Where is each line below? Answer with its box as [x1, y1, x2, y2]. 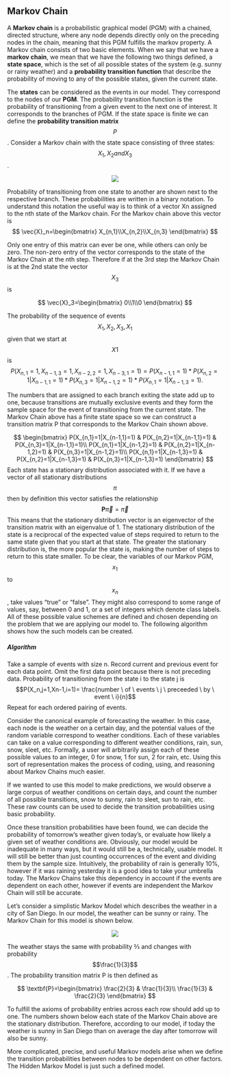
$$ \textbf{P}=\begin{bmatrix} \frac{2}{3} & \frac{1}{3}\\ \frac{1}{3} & [16, 985, 214, 993]
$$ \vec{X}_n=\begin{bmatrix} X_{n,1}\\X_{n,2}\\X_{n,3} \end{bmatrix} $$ [12, 227, 218, 236]
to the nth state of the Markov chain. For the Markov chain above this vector [7, 209, 221, 218]
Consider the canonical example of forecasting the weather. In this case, [7, 717, 212, 725]
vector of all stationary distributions [7, 472, 107, 481]
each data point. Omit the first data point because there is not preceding [7, 668, 211, 676]
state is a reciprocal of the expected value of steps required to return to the [7, 530, 220, 538]
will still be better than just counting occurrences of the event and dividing [7, 852, 217, 861]
